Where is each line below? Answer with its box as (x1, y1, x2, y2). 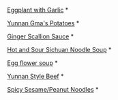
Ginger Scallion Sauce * (7, 32, 74, 40)
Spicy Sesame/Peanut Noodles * (7, 86, 99, 93)
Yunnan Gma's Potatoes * (7, 19, 80, 27)
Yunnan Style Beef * (7, 72, 64, 80)
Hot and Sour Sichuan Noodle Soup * (7, 46, 112, 53)
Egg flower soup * (7, 59, 58, 67)
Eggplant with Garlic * (7, 6, 69, 14)
